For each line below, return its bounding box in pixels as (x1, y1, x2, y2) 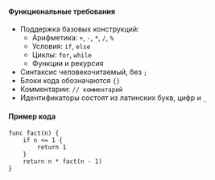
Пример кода (8, 111, 56, 121)
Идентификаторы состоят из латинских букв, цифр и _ (19, 93, 207, 103)
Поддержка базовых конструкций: (19, 24, 139, 34)
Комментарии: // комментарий (19, 85, 123, 94)
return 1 (37, 144, 67, 152)
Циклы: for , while (31, 50, 93, 60)
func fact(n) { (8, 129, 60, 137)
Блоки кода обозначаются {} (19, 76, 121, 86)
